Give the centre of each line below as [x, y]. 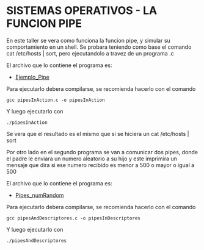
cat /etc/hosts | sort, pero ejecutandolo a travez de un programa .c [90, 53]
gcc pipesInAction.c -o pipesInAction [56, 100]
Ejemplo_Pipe [32, 77]
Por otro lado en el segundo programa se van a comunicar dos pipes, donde [102, 152]
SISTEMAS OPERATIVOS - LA [82, 11]
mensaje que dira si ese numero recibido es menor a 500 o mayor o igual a [100, 165]
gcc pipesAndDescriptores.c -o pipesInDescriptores [73, 218]
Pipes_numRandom [39, 195]
